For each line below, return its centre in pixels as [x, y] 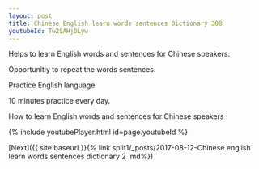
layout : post [30, 16]
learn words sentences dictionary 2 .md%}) [81, 156]
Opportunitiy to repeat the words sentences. [82, 70]
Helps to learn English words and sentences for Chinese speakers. [119, 54]
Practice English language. [53, 85]
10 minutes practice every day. [59, 101]
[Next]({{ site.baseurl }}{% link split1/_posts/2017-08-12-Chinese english [129, 148]
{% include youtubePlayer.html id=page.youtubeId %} [98, 132]
